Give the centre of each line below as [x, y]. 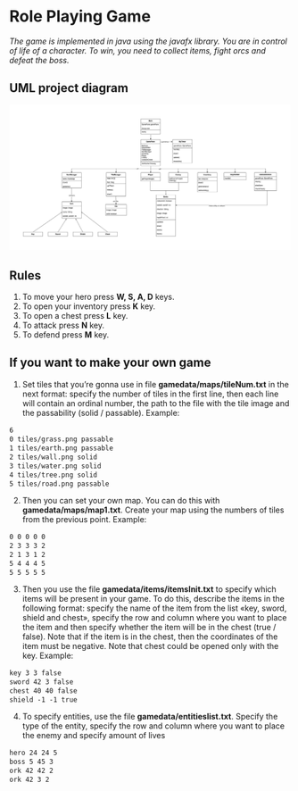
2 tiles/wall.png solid [54, 457]
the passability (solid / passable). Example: [101, 412]
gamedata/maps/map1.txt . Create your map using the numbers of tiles [153, 510]
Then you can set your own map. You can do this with [121, 500]
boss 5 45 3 [31, 762]
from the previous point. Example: [84, 519]
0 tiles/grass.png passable [62, 439]
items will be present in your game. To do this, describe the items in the [153, 598]
